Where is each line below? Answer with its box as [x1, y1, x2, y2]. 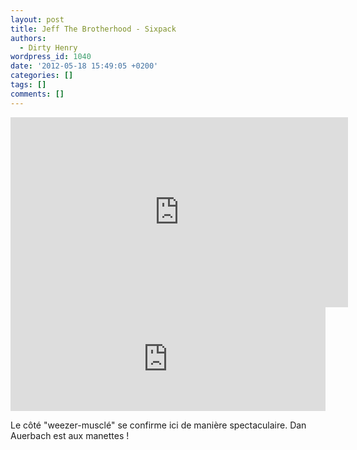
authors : [10, 33, 47, 43]
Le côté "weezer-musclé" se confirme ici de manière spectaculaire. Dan [10, 419, 307, 431]
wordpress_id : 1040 [10, 52, 92, 62]
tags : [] [10, 80, 47, 90]
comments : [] [10, 89, 65, 99]
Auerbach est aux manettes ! [10, 429, 130, 441]
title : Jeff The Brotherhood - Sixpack [10, 24, 177, 34]
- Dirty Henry [19, 42, 78, 53]
